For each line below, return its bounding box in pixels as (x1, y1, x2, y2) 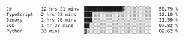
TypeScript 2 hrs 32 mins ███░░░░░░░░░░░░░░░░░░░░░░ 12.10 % (6, 11, 179, 18)
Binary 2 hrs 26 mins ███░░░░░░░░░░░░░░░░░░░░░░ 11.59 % (6, 17, 179, 23)
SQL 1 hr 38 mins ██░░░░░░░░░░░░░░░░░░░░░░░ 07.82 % (6, 22, 179, 28)
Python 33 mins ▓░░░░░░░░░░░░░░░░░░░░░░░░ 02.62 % (6, 28, 179, 34)
